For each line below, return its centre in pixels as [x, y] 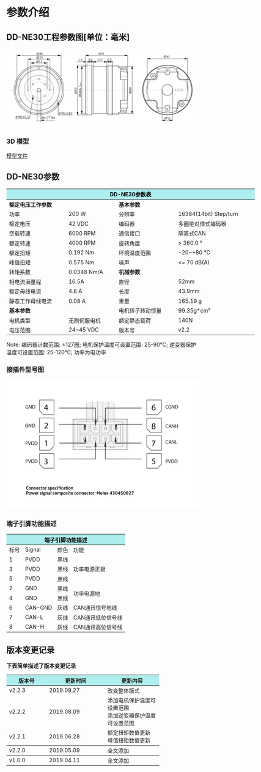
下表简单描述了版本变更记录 [41, 666]
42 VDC [78, 223]
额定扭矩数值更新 [129, 733]
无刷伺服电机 [84, 320]
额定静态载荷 [134, 320]
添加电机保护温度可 [131, 700]
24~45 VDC [83, 330]
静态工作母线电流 [30, 301]
